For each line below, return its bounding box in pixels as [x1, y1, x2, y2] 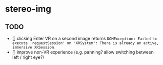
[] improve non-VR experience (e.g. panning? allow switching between [12, 49, 154, 55]
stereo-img [5, 3, 51, 15]
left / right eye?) [12, 54, 44, 60]
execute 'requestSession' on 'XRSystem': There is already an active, [12, 41, 159, 46]
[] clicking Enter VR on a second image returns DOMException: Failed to [12, 35, 158, 41]
